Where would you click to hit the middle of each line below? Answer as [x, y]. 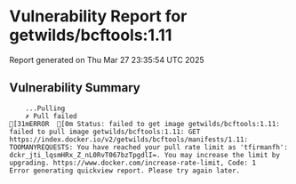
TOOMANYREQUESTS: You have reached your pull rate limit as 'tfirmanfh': [149, 147]
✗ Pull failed [51, 116]
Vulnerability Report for [98, 16]
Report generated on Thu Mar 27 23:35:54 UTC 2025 [107, 60]
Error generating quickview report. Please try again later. [125, 171]
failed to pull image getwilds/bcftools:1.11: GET [105, 132]
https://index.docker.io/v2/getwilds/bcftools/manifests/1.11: [129, 140]
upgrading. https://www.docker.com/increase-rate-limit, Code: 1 [132, 163]
